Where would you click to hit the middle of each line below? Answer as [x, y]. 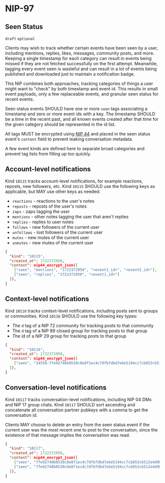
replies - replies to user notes [43, 222]
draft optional [20, 39]
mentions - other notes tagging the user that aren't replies [70, 216]
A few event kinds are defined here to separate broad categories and [75, 148]
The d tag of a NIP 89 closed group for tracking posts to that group [80, 331]
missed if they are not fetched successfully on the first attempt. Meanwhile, [82, 64]
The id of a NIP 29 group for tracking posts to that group [69, 336]
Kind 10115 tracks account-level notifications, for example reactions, [74, 181]
